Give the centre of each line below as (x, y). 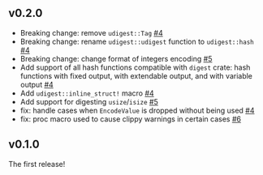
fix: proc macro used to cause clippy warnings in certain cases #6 (131, 119)
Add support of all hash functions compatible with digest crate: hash (135, 67)
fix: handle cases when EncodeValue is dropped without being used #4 (137, 110)
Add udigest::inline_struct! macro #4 (87, 93)
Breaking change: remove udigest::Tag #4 (92, 32)
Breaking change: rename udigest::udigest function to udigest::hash (137, 41)
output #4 (37, 84)
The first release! (37, 164)
